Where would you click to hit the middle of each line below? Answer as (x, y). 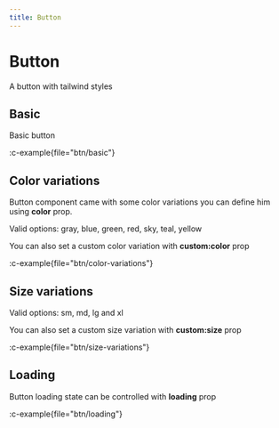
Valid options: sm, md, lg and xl (67, 313)
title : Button (36, 17)
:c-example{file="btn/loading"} (66, 414)
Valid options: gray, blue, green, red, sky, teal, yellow (106, 229)
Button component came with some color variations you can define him (140, 202)
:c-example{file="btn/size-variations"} (80, 347)
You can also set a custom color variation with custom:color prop (129, 246)
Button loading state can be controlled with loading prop (113, 396)
